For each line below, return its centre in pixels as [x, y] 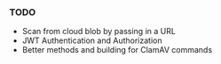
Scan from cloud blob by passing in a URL [99, 32]
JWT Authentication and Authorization [92, 40]
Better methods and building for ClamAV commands [117, 50]
